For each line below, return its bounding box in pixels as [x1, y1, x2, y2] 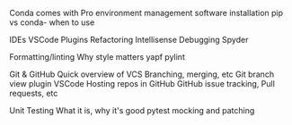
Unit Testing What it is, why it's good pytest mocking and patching [9, 105, 255, 115]
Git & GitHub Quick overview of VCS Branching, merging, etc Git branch [9, 69, 275, 79]
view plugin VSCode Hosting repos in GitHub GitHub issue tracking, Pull [9, 79, 276, 88]
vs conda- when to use [9, 17, 95, 28]
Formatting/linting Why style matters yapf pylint [9, 52, 186, 62]
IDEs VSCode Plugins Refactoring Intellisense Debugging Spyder [9, 35, 249, 45]
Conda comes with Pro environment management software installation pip [9, 8, 284, 18]
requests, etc [9, 88, 58, 98]
